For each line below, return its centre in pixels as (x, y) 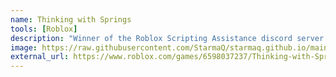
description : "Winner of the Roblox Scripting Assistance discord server (167, 38)
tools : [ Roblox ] (44, 29)
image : (24, 47)
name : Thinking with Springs (71, 19)
